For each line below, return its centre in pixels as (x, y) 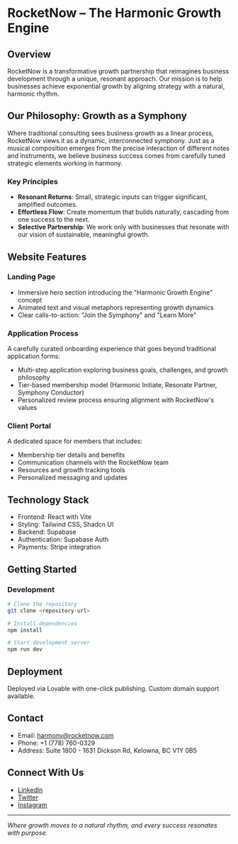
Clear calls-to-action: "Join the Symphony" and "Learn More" (107, 315)
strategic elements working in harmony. (65, 163)
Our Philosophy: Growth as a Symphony (97, 116)
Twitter (28, 797)
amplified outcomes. (47, 205)
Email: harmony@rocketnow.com (66, 735)
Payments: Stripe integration (59, 547)
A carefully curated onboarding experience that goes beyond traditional (112, 349)
